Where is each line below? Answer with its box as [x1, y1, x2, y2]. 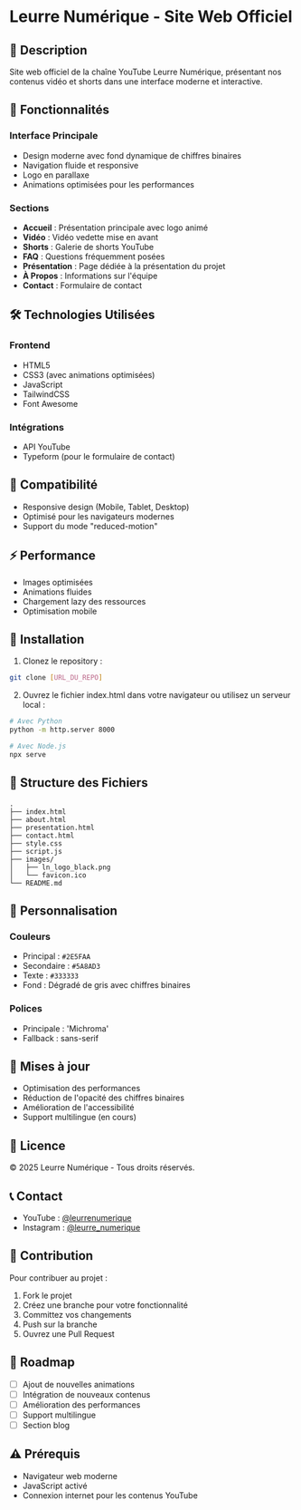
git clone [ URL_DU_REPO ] [9, 673, 103, 682]
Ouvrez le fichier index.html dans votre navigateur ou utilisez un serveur [22, 690, 291, 701]
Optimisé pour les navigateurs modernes [22, 510, 174, 522]
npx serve [9, 750, 47, 759]
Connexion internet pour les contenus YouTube [22, 1489, 199, 1501]
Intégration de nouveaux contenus [22, 1389, 151, 1399]
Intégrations [9, 421, 65, 433]
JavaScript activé [22, 1480, 88, 1491]
